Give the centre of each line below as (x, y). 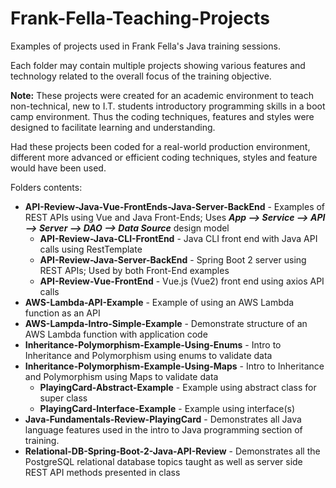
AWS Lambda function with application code (116, 334)
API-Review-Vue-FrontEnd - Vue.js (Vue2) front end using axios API (182, 281)
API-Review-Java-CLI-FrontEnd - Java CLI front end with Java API (178, 238)
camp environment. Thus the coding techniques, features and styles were (162, 116)
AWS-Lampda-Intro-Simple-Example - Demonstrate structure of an (166, 323)
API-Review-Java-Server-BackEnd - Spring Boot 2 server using (173, 259)
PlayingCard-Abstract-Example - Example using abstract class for (178, 387)
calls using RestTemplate (91, 249)
